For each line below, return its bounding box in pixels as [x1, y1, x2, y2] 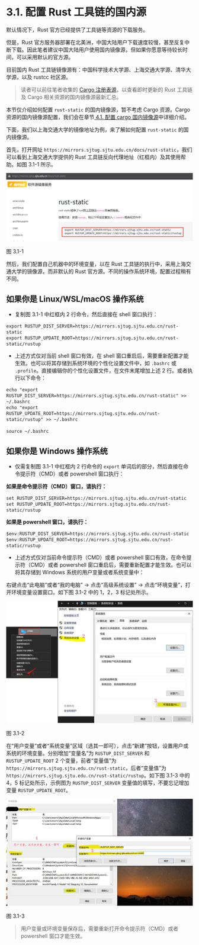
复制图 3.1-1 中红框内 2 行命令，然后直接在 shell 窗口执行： [14, 311, 158, 318]
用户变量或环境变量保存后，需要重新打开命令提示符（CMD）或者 [20, 925, 179, 932]
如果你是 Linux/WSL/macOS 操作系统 [6, 294, 144, 304]
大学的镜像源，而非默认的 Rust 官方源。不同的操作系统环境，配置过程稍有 [11, 268, 191, 275]
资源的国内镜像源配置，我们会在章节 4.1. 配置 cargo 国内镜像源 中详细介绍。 [6, 113, 190, 120]
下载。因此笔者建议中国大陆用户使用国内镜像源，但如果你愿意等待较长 [11, 46, 182, 53]
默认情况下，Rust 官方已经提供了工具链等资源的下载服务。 [6, 26, 149, 33]
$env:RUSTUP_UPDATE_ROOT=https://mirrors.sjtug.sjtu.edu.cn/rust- [6, 537, 174, 543]
